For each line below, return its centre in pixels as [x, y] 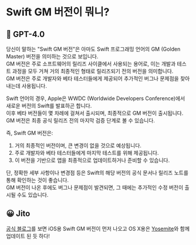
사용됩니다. [34, 86]
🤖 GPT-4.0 [26, 34]
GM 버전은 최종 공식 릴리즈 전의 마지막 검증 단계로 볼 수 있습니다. [81, 120]
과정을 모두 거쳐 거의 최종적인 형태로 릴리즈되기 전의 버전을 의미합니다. [93, 71]
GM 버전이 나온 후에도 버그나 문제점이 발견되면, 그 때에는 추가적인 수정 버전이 [95, 187]
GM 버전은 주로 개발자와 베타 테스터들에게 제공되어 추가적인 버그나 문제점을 [92, 78]
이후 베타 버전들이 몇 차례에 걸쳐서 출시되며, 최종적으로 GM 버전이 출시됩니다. [95, 113]
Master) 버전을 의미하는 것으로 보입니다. [52, 56]
